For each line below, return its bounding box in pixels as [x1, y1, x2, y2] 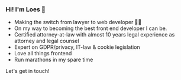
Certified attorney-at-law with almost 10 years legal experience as [14, 31, 175, 38]
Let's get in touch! [5, 68, 50, 75]
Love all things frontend [14, 50, 72, 57]
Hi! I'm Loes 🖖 [5, 5, 46, 14]
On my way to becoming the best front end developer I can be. [14, 25, 167, 32]
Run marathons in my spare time [14, 56, 93, 64]
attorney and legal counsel [14, 38, 79, 45]
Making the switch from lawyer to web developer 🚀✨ [14, 19, 142, 26]
